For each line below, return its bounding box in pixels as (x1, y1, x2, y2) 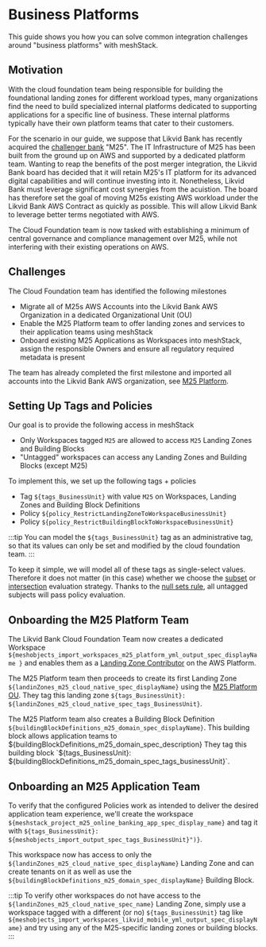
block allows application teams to (8, 732, 118, 741)
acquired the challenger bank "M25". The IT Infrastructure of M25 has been (8, 142, 256, 152)
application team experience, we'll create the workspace (8, 809, 194, 818)
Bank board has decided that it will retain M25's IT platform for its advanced (8, 167, 256, 177)
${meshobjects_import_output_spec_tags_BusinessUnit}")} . (8, 835, 202, 844)
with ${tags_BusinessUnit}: (8, 826, 99, 836)
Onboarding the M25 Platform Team (8, 613, 189, 627)
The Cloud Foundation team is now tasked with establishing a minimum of (8, 225, 250, 235)
